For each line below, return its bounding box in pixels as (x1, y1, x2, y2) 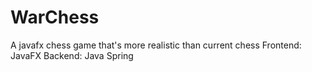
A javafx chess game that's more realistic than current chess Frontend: (10, 39, 302, 51)
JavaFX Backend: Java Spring (10, 49, 134, 61)
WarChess (10, 6, 100, 29)
